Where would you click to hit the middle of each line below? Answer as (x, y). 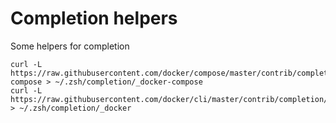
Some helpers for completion (70, 46)
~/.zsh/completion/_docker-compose (128, 82)
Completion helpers (94, 18)
